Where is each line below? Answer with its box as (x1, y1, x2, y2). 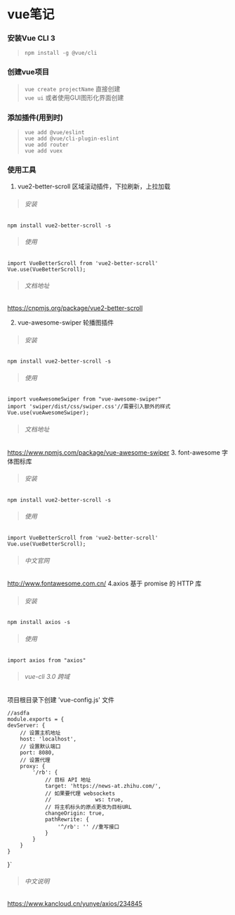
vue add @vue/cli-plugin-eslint (24, 135, 119, 143)
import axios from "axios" (7, 656, 86, 664)
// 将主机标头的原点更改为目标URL (44, 803, 132, 810)
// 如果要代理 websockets (44, 790, 116, 797)
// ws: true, (44, 796, 124, 803)
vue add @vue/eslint (24, 129, 85, 136)
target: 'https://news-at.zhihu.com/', (44, 782, 161, 789)
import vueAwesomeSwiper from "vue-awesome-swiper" (7, 396, 161, 403)
